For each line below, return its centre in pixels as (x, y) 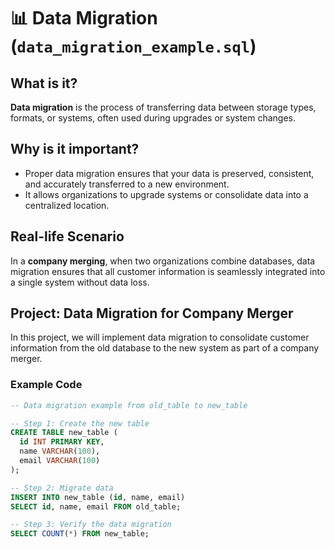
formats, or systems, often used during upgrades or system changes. (153, 118)
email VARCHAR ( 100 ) (60, 461)
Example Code (46, 385)
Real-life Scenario (67, 236)
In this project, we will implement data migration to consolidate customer (160, 337)
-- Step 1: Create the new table (80, 423)
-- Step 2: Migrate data (62, 488)
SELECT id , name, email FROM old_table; (96, 506)
